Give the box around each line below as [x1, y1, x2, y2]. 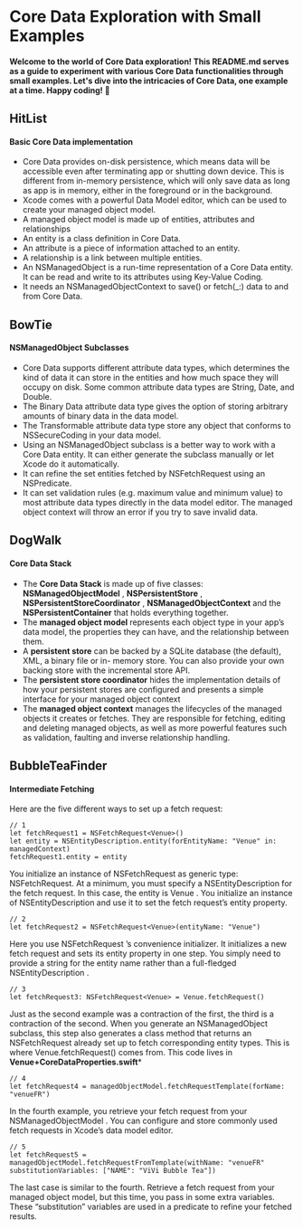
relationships [22, 223, 71, 234]
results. [9, 1211, 38, 1222]
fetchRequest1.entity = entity [9, 853, 128, 862]
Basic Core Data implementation [9, 136, 134, 147]
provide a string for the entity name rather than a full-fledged [9, 958, 237, 969]
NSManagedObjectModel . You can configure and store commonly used [9, 1115, 278, 1127]
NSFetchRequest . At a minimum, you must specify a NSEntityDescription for [9, 878, 292, 889]
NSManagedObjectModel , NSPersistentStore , [22, 588, 204, 599]
